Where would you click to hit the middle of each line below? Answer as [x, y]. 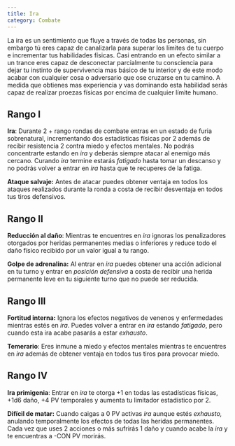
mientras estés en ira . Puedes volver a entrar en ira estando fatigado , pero [115, 325]
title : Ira [23, 14]
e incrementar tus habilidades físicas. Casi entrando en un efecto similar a [114, 55]
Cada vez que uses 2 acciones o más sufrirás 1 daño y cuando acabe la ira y [117, 428]
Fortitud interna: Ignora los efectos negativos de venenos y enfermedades [115, 318]
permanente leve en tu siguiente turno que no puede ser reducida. [103, 279]
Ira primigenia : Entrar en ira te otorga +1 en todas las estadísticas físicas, [113, 392]
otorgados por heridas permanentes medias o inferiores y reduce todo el [112, 243]
